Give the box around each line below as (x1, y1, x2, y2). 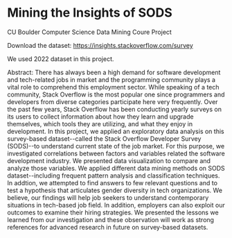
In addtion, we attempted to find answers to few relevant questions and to (7, 178, 218, 187)
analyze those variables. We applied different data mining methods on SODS (7, 164, 225, 172)
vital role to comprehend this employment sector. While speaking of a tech (7, 83, 220, 91)
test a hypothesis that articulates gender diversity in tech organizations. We (7, 186, 223, 194)
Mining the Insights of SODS (7, 5, 172, 21)
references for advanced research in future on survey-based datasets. (7, 223, 208, 231)
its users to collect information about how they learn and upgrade (7, 112, 194, 121)
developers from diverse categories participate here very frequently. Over (7, 97, 218, 105)
